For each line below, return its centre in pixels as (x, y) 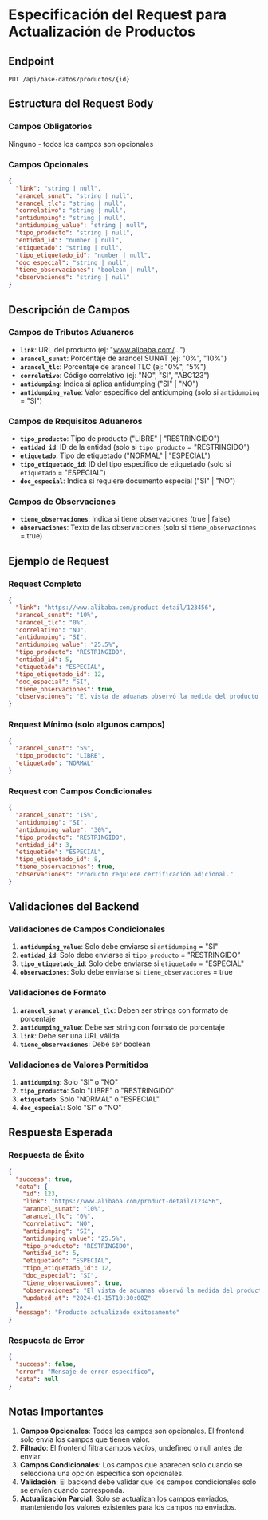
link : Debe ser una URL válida (69, 1035)
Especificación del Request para (118, 15)
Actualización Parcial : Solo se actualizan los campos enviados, (124, 1498)
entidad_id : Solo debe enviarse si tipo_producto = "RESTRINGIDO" (130, 955)
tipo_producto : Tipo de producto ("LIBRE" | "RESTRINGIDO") (120, 439)
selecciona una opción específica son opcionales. (102, 1473)
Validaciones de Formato (57, 993)
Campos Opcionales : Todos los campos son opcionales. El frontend (132, 1431)
